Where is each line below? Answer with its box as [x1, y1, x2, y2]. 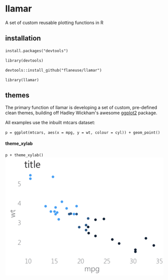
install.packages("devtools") [5, 48, 69, 53]
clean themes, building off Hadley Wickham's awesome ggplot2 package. [5, 110, 157, 116]
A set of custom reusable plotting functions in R [5, 20, 104, 26]
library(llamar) [5, 77, 39, 83]
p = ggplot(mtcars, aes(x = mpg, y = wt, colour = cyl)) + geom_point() [5, 130, 160, 135]
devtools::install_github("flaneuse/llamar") [5, 68, 102, 73]
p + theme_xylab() [5, 152, 44, 158]
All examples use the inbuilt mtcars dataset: [5, 119, 95, 125]
